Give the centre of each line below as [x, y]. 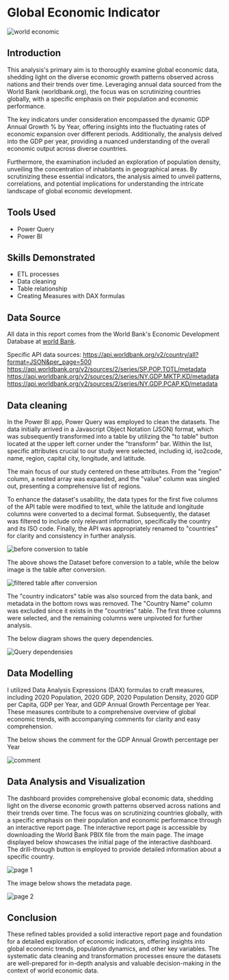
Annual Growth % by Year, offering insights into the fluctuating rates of [107, 126]
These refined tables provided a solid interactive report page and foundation [114, 934]
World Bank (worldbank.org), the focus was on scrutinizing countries [104, 91]
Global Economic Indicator [84, 13]
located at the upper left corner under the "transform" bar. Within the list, [110, 444]
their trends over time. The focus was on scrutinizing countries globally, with [115, 813]
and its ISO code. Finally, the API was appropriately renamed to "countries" [113, 528]
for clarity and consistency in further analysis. [72, 536]
